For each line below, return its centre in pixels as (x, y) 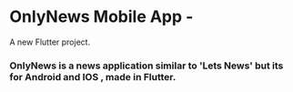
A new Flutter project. (50, 42)
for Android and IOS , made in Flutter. (93, 77)
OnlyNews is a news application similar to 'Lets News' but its (146, 66)
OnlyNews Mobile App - (101, 17)
